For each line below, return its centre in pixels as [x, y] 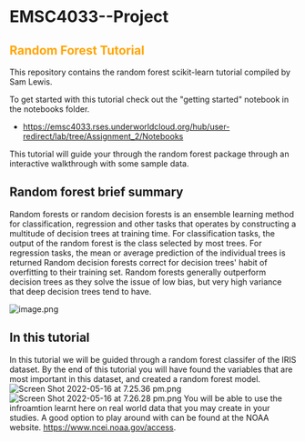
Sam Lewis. [31, 82]
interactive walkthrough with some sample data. [99, 164]
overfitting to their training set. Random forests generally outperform [138, 272]
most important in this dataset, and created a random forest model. [135, 378]
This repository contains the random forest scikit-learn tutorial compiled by [150, 72]
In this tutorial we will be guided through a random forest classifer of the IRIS [153, 359]
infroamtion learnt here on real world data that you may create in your [140, 407]
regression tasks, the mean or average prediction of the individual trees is [147, 253]
